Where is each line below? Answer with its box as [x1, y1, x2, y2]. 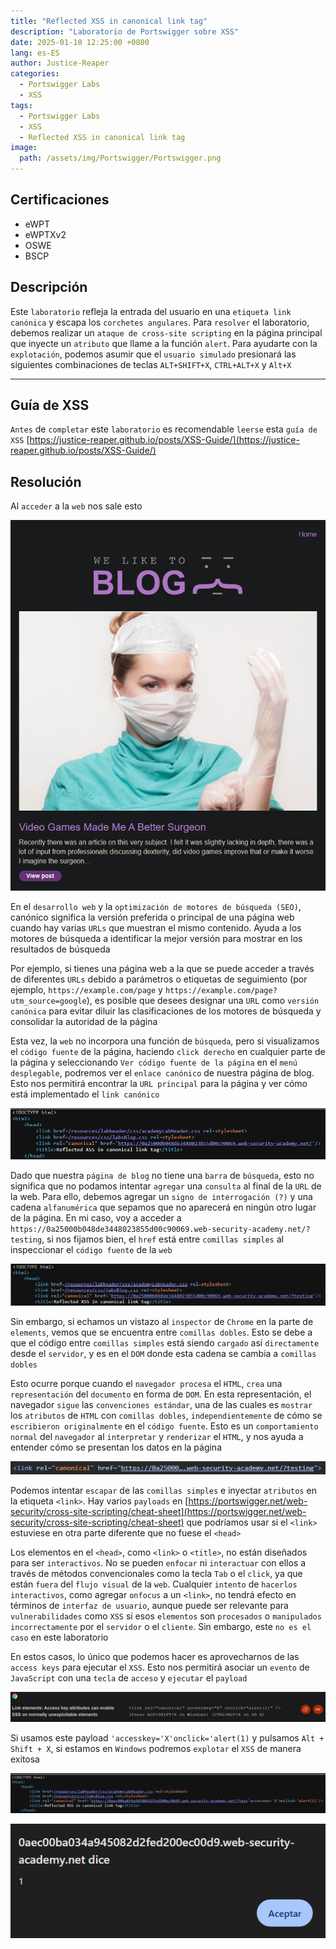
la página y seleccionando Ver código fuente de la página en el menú [10, 1056, 298, 1068]
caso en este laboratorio [10, 1631, 109, 1643]
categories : [10, 69, 60, 79]
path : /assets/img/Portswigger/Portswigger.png [19, 153, 222, 164]
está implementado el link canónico [10, 1088, 160, 1100]
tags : [10, 100, 33, 110]
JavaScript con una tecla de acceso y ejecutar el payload [10, 1671, 248, 1684]
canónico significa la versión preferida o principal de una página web [10, 911, 295, 923]
